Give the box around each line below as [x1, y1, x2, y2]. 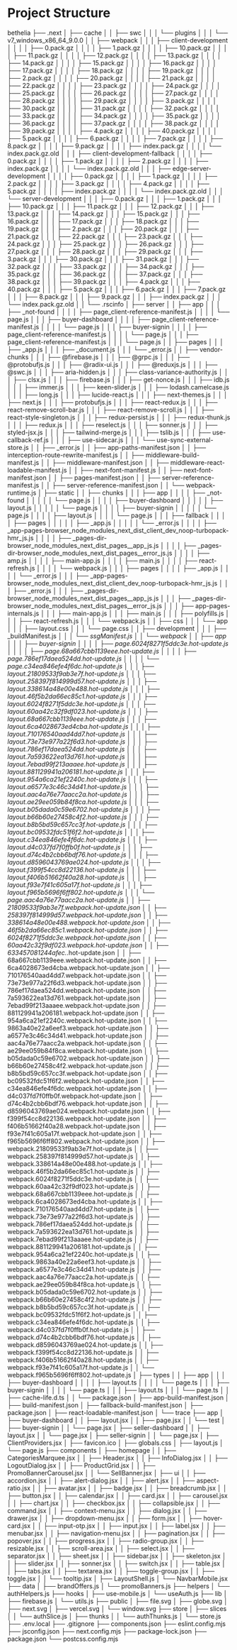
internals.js [7, 609, 40, 617]
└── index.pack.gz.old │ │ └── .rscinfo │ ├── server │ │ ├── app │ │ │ [7, 299, 221, 308]
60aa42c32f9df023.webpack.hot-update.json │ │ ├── [7, 940, 169, 949]
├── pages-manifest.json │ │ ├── [59, 473, 161, 482]
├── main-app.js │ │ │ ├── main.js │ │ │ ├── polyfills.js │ [57, 609, 230, 617]
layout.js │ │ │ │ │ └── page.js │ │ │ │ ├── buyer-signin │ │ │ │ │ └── [7, 503, 217, 512]
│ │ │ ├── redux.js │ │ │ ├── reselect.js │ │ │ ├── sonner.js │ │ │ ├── [7, 420, 218, 429]
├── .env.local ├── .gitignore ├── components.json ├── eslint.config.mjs [7, 1619, 226, 1628]
